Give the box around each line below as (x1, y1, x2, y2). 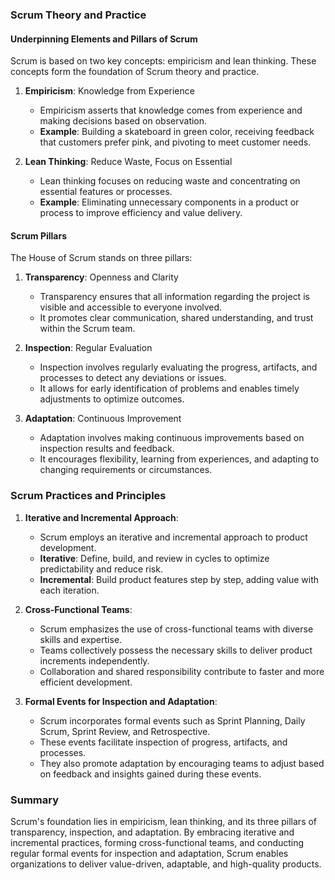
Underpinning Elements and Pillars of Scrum (10, 33, 198, 45)
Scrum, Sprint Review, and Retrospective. (39, 725, 211, 737)
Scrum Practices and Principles (10, 489, 167, 503)
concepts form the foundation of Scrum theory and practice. (10, 66, 260, 78)
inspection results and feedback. (39, 443, 175, 455)
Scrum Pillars (10, 229, 68, 242)
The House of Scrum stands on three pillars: (10, 252, 193, 264)
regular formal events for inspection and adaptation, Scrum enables (10, 847, 289, 859)
